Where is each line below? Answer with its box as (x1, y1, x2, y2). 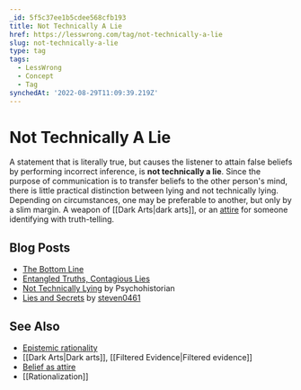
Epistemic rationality (22, 342, 98, 353)
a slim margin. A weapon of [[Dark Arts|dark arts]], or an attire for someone (9, 204, 288, 216)
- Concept (17, 72, 54, 81)
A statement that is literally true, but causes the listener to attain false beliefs (9, 156, 293, 167)
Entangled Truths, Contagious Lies (22, 273, 151, 284)
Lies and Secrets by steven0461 (22, 293, 141, 304)
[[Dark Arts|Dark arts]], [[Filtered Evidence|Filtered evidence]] (22, 352, 253, 363)
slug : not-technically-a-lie (9, 38, 119, 48)
